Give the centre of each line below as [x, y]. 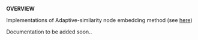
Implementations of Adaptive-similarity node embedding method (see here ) [100, 20]
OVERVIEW [20, 9]
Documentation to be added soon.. [49, 32]
